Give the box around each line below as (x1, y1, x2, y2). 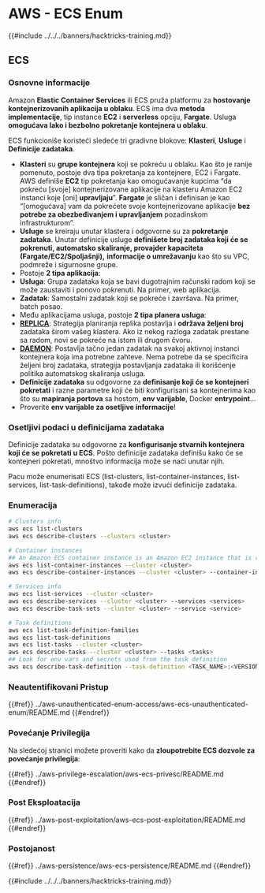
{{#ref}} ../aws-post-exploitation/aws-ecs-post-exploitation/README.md (8, 815, 246, 824)
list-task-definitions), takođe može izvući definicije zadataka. (39, 480, 237, 489)
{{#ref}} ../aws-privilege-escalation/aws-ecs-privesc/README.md (8, 769, 224, 779)
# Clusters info (8, 518, 62, 526)
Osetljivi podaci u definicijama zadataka (8, 422, 165, 433)
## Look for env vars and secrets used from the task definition (8, 656, 227, 664)
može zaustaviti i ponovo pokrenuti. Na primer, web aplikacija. (19, 285, 222, 294)
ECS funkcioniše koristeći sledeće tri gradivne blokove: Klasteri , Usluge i (8, 136, 246, 145)
